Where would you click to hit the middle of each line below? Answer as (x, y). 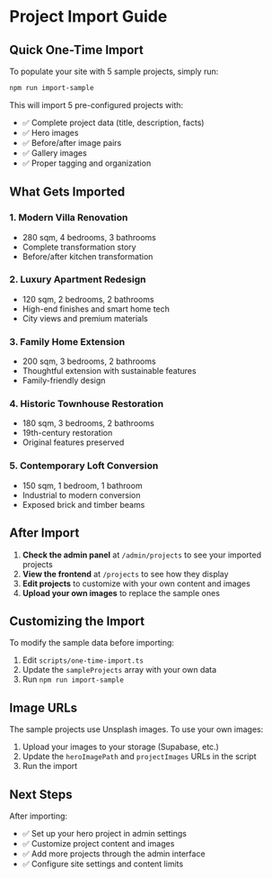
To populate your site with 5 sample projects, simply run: (114, 71)
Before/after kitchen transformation (88, 256)
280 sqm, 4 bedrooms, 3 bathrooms (89, 237)
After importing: (39, 816)
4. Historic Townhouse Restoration (87, 404)
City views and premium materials (85, 318)
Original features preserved (73, 442)
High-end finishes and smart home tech (96, 309)
